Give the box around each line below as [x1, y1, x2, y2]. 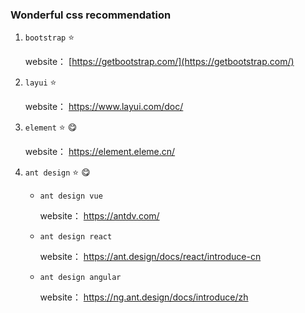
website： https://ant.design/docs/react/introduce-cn [39, 251, 262, 263]
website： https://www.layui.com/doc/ [24, 101, 184, 113]
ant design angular [39, 273, 122, 283]
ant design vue [39, 191, 103, 202]
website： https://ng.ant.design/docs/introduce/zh [39, 291, 249, 303]
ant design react [39, 232, 113, 242]
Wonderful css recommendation [10, 8, 172, 22]
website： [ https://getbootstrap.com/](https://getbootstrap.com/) [24, 56, 295, 68]
